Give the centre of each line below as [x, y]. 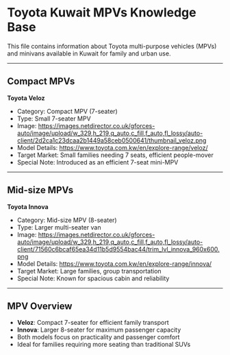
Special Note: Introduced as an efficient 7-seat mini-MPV [98, 162]
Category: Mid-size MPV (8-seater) [67, 220]
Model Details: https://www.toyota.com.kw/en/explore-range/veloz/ [112, 147]
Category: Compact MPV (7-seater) [67, 111]
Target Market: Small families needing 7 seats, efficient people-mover [115, 155]
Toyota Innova [28, 206]
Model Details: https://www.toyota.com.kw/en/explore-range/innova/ [114, 264]
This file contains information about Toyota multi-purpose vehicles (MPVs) [112, 46]
